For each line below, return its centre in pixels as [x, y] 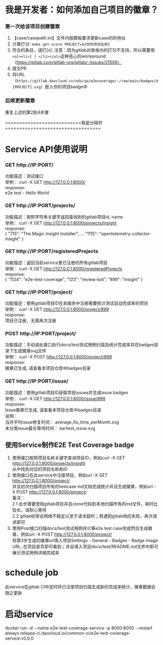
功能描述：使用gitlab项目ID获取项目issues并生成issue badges [67, 392]
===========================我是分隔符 [54, 122]
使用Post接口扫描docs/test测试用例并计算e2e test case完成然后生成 [80, 528]
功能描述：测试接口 [24, 176]
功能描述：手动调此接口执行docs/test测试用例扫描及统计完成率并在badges [80, 345]
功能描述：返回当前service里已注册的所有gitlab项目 [56, 262]
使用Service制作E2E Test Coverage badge [70, 445]
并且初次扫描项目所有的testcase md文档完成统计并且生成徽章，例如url [82, 486]
